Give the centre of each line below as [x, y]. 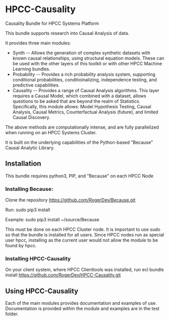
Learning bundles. [31, 69]
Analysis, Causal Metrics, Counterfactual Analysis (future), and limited [85, 112]
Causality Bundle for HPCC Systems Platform [52, 23]
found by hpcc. [21, 246]
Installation [23, 164]
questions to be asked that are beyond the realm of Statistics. [76, 101]
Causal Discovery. [31, 117]
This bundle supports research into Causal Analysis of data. [67, 33]
